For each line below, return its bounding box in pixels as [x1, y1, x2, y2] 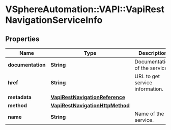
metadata [8, 94, 32, 101]
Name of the [134, 110, 164, 117]
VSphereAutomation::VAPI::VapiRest [5, 4, 164, 15]
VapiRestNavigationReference [50, 94, 126, 101]
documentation [8, 61, 46, 68]
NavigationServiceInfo [5, 14, 103, 26]
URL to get [134, 73, 160, 80]
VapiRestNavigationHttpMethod [50, 102, 130, 109]
